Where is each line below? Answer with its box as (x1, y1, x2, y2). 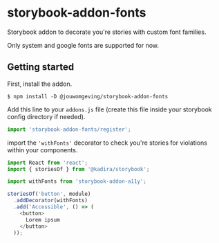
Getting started (7, 61, 75, 73)
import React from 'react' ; (7, 159, 88, 166)
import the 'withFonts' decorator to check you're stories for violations (7, 138, 207, 147)
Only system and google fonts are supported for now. (7, 41, 160, 49)
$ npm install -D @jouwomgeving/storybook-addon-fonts (7, 93, 169, 100)
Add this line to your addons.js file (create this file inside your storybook (7, 105, 212, 114)
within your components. (7, 145, 78, 154)
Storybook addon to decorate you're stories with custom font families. (7, 28, 207, 36)
